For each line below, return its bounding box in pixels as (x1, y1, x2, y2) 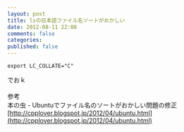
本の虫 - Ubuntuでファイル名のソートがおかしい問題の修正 (7, 101, 178, 109)
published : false (7, 43, 59, 50)
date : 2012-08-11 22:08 (7, 23, 78, 30)
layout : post (7, 10, 46, 18)
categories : (7, 37, 42, 44)
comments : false (7, 30, 55, 37)
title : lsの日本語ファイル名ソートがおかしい (7, 17, 125, 24)
